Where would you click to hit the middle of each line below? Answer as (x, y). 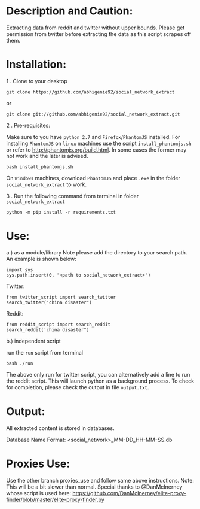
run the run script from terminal (45, 352)
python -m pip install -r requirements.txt (61, 212)
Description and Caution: (70, 11)
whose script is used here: (39, 493)
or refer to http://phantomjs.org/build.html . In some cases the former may (96, 149)
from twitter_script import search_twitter (61, 297)
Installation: (36, 65)
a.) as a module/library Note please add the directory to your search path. (97, 252)
